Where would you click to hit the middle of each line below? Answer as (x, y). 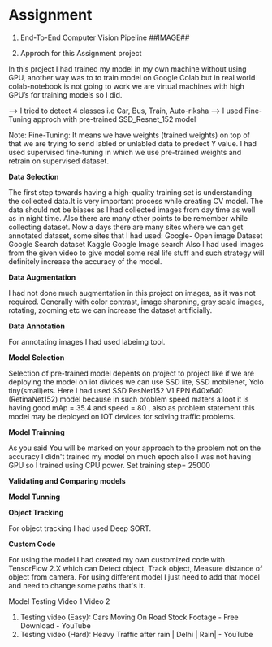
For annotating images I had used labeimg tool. (87, 341)
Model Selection (37, 357)
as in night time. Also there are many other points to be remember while (128, 218)
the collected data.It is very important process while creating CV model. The (136, 201)
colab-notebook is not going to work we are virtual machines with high (127, 86)
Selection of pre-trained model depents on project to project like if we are (131, 373)
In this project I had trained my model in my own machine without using (127, 69)
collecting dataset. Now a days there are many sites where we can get (126, 227)
